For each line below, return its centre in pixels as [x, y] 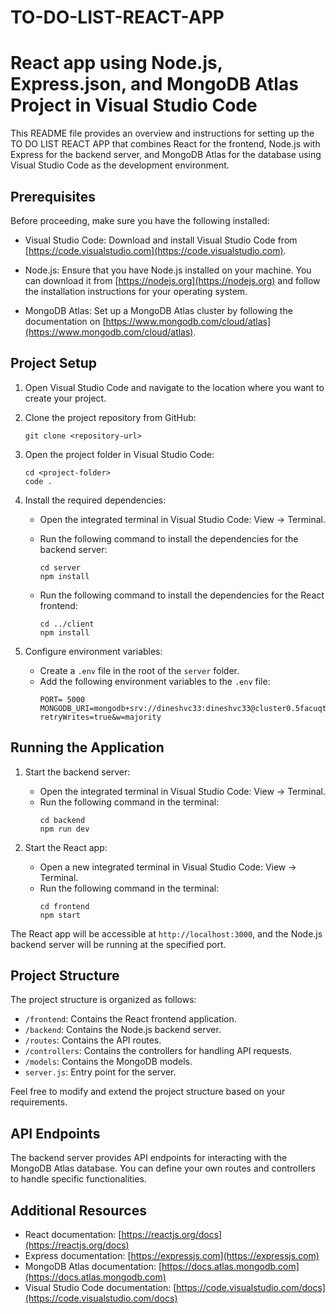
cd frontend [64, 906]
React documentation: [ [73, 1234]
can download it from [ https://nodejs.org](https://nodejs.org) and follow [172, 280]
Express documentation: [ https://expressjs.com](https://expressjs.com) [172, 1255]
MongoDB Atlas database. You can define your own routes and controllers [163, 1168]
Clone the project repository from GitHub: [110, 417]
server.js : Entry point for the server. [100, 1072]
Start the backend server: [77, 772]
